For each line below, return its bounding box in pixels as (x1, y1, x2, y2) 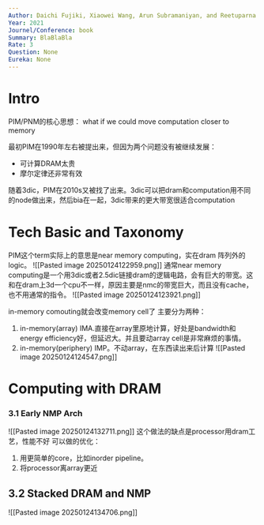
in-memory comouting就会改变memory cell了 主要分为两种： (8, 306, 206, 316)
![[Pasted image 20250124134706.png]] (8, 508, 138, 517)
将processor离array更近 (19, 463, 98, 473)
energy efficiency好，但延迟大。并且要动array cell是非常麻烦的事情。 (19, 333, 246, 343)
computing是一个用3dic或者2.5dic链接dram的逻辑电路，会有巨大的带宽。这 (8, 270, 254, 279)
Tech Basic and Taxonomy (8, 223, 184, 241)
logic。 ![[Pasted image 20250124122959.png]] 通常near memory (8, 260, 222, 269)
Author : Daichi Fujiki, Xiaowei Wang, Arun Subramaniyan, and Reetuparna (8, 11, 257, 20)
